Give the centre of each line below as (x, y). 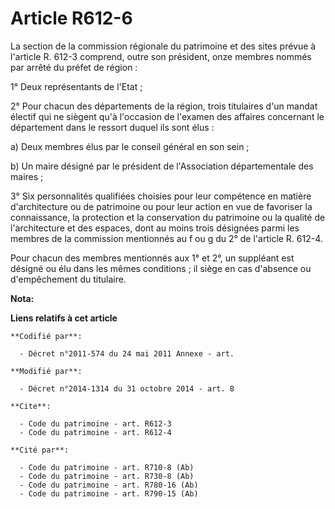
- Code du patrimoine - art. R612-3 (95, 423)
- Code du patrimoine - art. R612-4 (95, 432)
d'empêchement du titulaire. (68, 279)
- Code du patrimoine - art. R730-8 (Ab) (107, 476)
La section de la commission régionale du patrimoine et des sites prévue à (163, 46)
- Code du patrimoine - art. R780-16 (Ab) (109, 485)
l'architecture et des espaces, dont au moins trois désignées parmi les (155, 228)
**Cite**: (31, 406)
